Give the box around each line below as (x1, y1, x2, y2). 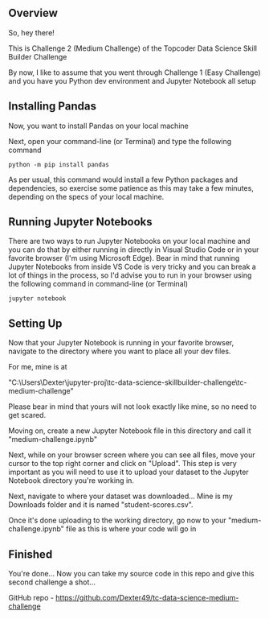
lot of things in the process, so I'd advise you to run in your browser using (8, 270, 252, 280)
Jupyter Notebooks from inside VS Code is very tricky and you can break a (8, 262, 257, 272)
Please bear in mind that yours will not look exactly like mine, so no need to (8, 402, 257, 411)
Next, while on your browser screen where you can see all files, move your (8, 450, 255, 460)
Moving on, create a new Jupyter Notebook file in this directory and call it (8, 426, 251, 435)
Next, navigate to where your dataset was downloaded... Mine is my (8, 491, 233, 501)
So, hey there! (8, 27, 55, 37)
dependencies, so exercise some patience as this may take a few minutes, (8, 183, 255, 192)
